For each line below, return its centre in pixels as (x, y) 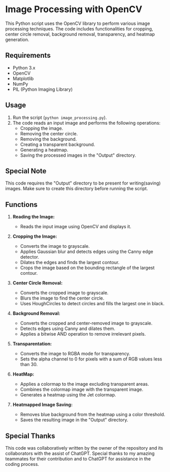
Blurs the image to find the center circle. (62, 298)
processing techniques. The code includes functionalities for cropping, (79, 28)
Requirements (28, 56)
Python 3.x (24, 67)
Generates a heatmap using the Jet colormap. (68, 395)
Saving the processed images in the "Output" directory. (78, 155)
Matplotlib (23, 78)
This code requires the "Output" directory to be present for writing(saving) (83, 183)
